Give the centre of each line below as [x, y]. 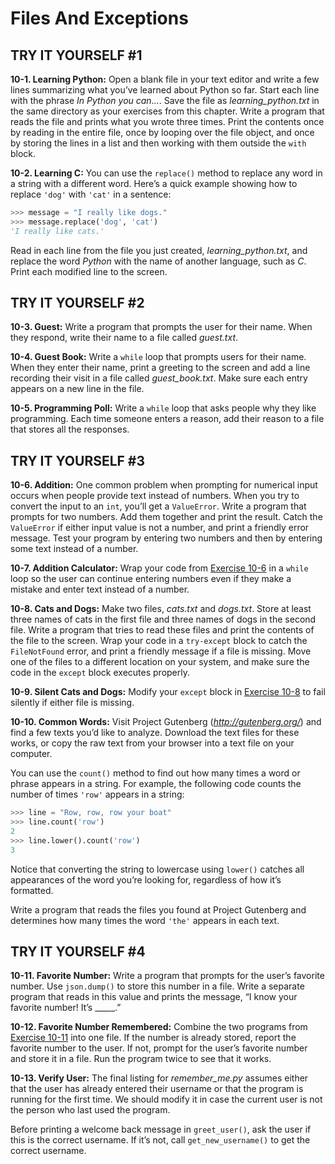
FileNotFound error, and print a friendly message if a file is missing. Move [161, 651]
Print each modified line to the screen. [89, 271]
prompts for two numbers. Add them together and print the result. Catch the [166, 517]
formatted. [32, 890]
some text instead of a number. [74, 549]
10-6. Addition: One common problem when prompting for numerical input [164, 485]
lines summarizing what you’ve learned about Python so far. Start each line [165, 90]
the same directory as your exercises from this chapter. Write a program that [167, 111]
